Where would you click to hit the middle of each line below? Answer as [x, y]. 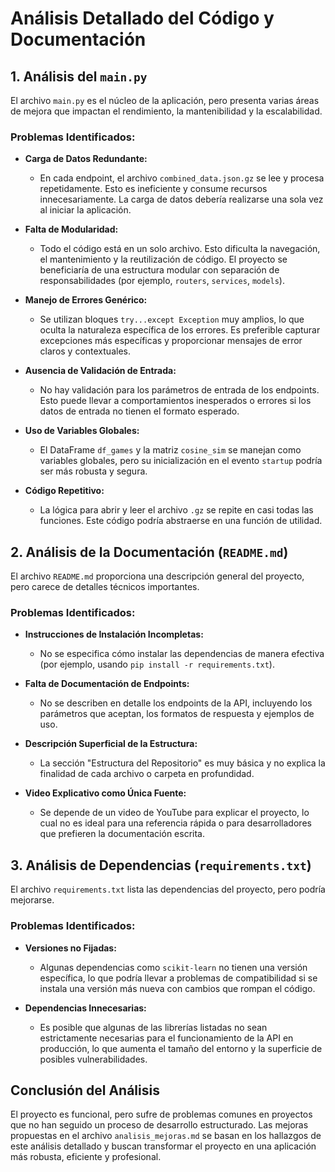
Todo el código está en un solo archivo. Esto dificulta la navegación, [180, 249]
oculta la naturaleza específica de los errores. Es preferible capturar [180, 330]
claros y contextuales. [85, 351]
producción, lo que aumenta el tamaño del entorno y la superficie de [181, 1048]
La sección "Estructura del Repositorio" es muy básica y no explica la [182, 763]
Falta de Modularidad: [71, 229]
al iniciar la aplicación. [85, 210]
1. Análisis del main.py [79, 76]
